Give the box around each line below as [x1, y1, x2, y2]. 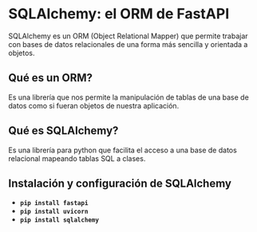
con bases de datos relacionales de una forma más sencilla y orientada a [8, 39, 248, 49]
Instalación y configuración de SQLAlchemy [8, 176, 231, 190]
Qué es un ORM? [8, 71, 93, 85]
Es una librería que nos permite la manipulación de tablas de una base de [8, 92, 249, 102]
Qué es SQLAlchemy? [8, 124, 119, 138]
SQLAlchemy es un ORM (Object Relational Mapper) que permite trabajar [8, 31, 249, 41]
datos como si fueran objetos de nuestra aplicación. [8, 100, 180, 110]
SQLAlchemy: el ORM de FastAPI [8, 5, 230, 23]
